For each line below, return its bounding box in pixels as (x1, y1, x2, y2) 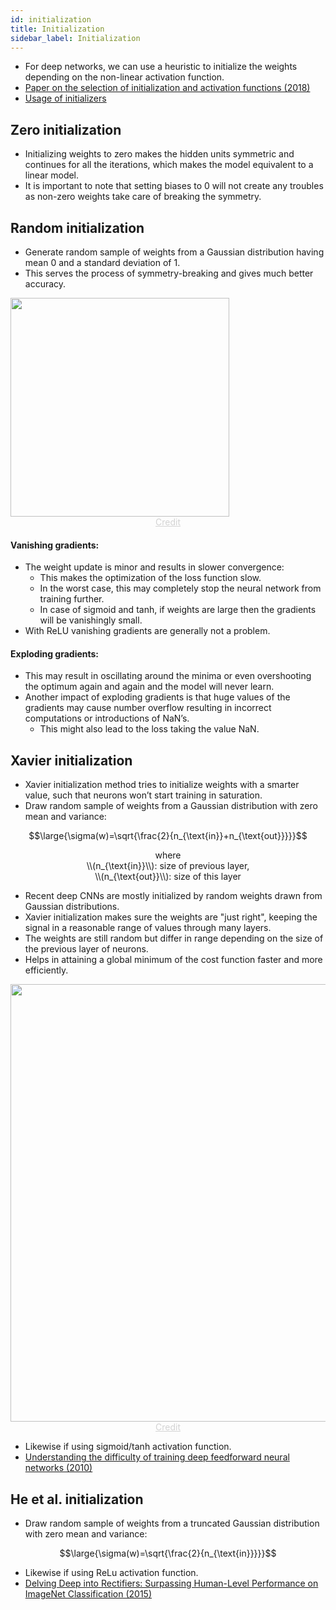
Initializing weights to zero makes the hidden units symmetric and (24, 148, 295, 160)
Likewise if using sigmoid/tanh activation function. (24, 1441, 232, 1453)
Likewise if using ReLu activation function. (24, 1567, 199, 1579)
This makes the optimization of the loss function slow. (39, 572, 262, 584)
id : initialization (10, 14, 92, 25)
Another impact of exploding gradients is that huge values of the (24, 691, 291, 703)
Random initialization (10, 219, 145, 236)
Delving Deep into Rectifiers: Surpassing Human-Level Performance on (24, 1577, 319, 1590)
